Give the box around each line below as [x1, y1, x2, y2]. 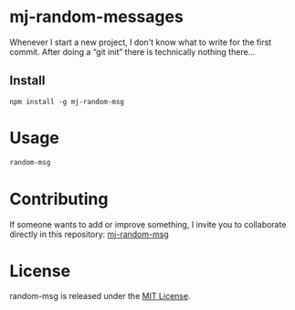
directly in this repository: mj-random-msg [9, 229, 169, 240]
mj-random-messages [9, 6, 184, 27]
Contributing [9, 188, 109, 209]
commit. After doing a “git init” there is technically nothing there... [9, 46, 256, 57]
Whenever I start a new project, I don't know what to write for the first [9, 37, 272, 48]
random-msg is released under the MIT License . [9, 291, 191, 302]
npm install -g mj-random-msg [9, 97, 125, 106]
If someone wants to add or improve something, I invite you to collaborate [9, 219, 287, 230]
